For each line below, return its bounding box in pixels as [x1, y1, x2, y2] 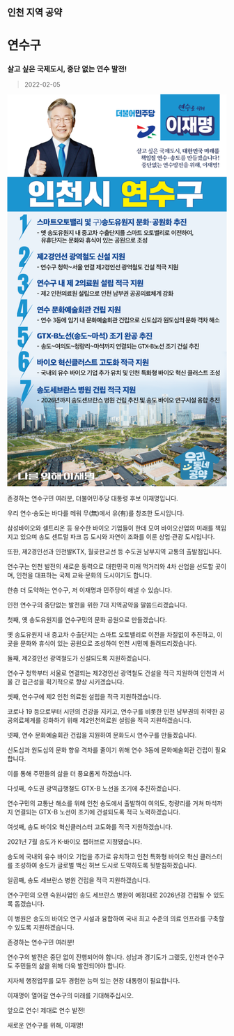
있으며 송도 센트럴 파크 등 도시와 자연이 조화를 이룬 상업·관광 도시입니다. [19, 533, 215, 541]
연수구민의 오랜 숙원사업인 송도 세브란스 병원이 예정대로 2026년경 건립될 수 [7, 891, 212, 900]
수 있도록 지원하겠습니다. [7, 923, 75, 932]
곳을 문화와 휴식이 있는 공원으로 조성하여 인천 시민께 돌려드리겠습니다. [7, 639, 197, 648]
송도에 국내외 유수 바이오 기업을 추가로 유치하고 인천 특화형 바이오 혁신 [7, 852, 198, 861]
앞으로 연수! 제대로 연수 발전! [7, 1006, 86, 1015]
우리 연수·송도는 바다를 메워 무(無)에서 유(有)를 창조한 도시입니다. [7, 509, 185, 517]
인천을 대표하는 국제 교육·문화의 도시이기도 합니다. [16, 571, 152, 580]
